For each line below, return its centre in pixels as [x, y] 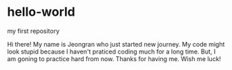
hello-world [41, 12]
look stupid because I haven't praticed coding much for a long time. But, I [112, 51]
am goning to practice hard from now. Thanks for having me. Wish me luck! [114, 58]
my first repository [33, 31]
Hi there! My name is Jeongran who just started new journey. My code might [116, 44]
